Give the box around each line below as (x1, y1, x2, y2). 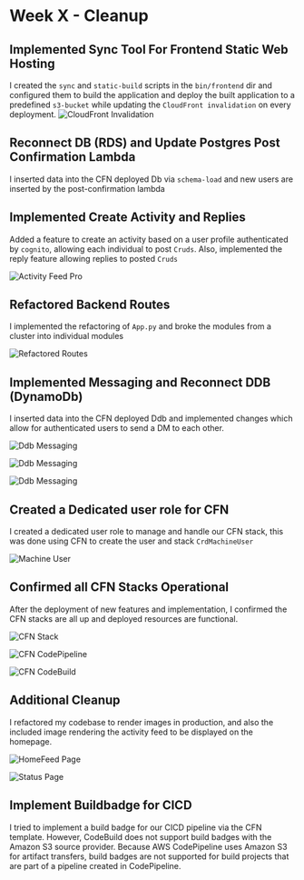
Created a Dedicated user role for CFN (9, 502, 230, 517)
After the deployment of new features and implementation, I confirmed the (9, 604, 288, 615)
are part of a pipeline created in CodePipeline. (9, 860, 181, 871)
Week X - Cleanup (9, 5, 149, 26)
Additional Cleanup (9, 693, 121, 708)
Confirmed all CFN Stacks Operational (9, 579, 230, 595)
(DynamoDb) (9, 388, 83, 405)
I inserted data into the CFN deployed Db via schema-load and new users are (9, 174, 293, 185)
